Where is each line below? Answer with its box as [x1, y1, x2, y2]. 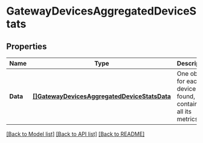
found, [176, 92, 195, 101]
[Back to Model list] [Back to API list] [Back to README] [6, 130, 145, 138]
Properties [6, 41, 47, 52]
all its [176, 107, 192, 116]
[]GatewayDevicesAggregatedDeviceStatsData [32, 92, 171, 101]
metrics [176, 115, 198, 123]
